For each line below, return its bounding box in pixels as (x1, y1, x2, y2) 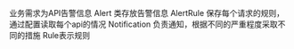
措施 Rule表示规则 (24, 30, 91, 40)
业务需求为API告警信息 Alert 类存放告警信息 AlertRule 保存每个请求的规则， (9, 8, 285, 18)
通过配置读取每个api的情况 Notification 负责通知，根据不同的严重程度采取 (9, 19, 278, 29)
